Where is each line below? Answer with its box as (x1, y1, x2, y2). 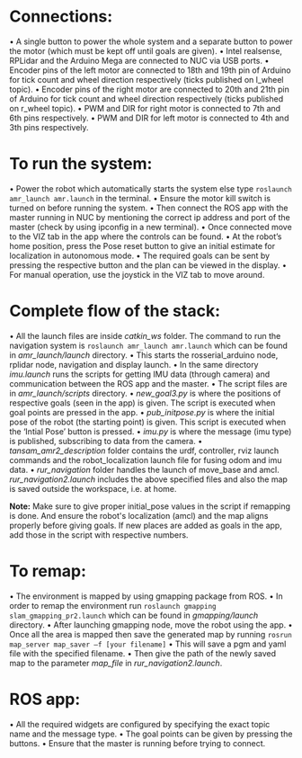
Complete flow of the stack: (9, 301, 221, 321)
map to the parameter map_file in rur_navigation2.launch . (9, 657, 223, 668)
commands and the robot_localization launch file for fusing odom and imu (9, 454, 282, 465)
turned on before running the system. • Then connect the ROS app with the (9, 202, 289, 213)
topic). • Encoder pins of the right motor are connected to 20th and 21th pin (9, 84, 289, 94)
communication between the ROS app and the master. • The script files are (9, 378, 288, 388)
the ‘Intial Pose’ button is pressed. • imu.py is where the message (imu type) (9, 425, 292, 437)
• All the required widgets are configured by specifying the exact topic (9, 718, 271, 729)
